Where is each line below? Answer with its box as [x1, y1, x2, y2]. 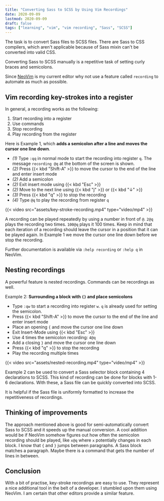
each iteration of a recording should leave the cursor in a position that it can [5, 226, 158, 232]
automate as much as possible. [5, 79, 68, 85]
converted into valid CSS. [5, 50, 56, 55]
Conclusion [5, 467, 41, 475]
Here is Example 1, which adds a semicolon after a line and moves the [5, 140, 148, 146]
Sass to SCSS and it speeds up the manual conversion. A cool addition [5, 426, 147, 432]
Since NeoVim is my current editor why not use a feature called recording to [5, 74, 159, 79]
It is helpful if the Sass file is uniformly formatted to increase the [5, 389, 134, 395]
